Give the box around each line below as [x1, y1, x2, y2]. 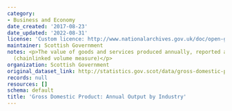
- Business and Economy [7, 17, 76, 23]
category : [7, 10, 36, 17]
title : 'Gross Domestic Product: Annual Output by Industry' [7, 94, 187, 101]
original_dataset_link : [7, 68, 76, 74]
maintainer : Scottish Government [7, 42, 104, 49]
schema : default [7, 87, 54, 94]
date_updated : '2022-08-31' [7, 29, 88, 37]
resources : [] [7, 81, 48, 88]
